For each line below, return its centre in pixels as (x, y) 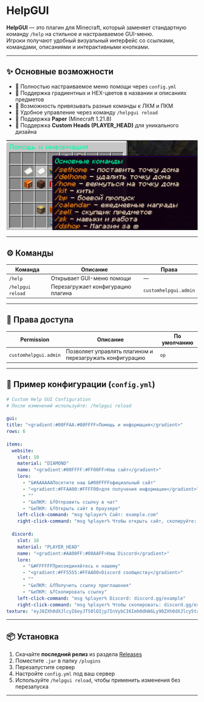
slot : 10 (28, 457)
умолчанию (178, 343)
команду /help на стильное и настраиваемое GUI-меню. (80, 33)
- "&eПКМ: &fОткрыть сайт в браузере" (71, 508)
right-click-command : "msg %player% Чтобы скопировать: (90, 605)
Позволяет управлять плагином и (110, 351)
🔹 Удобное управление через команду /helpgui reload (86, 112)
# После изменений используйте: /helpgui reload (69, 405)
